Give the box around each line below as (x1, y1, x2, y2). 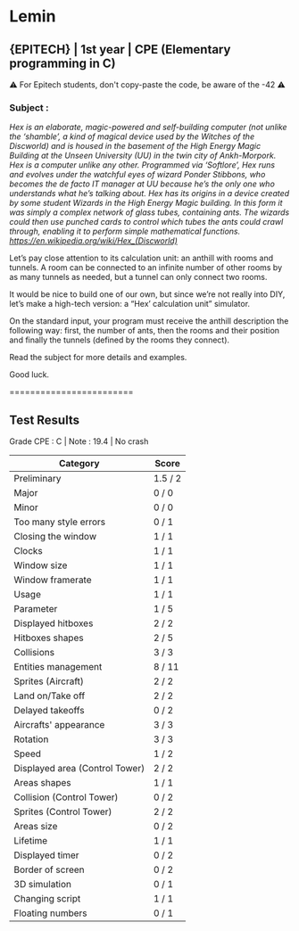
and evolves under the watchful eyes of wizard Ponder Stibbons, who (9, 169, 266, 180)
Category (58, 457, 100, 470)
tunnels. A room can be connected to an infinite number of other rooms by (9, 262, 283, 273)
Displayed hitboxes (13, 617, 94, 630)
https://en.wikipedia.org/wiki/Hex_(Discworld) (9, 235, 179, 246)
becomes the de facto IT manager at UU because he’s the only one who (9, 178, 275, 189)
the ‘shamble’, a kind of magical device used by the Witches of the (9, 131, 255, 142)
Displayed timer (13, 849, 79, 861)
